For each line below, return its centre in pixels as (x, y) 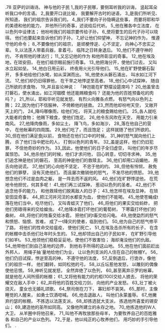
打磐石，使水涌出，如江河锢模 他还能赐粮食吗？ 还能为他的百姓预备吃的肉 (79, 93)
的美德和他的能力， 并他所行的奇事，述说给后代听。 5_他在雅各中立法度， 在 (82, 25)
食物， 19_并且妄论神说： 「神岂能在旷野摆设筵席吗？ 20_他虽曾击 (93, 87)
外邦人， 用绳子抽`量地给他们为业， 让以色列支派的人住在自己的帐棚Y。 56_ (82, 252)
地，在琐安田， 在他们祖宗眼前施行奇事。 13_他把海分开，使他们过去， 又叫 (81, 62)
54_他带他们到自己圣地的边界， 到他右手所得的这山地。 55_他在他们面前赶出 (82, 246)
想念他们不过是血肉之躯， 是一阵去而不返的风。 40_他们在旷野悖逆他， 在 (79, 178)
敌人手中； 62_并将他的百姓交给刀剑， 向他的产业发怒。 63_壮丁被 (85, 283)
